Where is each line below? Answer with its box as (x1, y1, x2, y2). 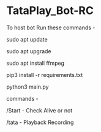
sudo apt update (6, 35, 48, 43)
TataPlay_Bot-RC (6, 4, 94, 18)
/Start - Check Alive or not (6, 106, 73, 114)
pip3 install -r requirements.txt (6, 71, 83, 78)
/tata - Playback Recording (6, 119, 74, 126)
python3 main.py (6, 83, 49, 90)
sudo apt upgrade (6, 47, 51, 55)
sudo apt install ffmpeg (6, 59, 65, 67)
